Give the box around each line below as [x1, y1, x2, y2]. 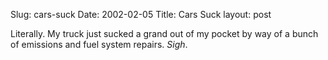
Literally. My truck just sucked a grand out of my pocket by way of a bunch [10, 28, 319, 39]
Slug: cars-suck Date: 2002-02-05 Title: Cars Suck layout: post [10, 9, 272, 20]
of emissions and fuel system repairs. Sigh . [10, 39, 188, 50]
